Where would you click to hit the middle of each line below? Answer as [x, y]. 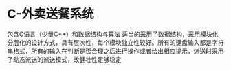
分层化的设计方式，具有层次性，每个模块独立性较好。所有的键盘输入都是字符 [115, 42]
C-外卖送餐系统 [51, 14]
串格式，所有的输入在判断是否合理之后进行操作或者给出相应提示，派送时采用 [115, 51]
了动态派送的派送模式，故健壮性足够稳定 [64, 59]
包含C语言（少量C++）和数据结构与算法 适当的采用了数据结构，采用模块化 [113, 34]
